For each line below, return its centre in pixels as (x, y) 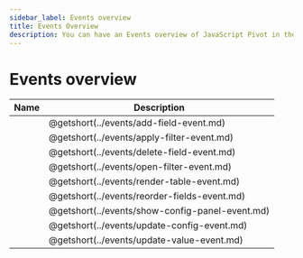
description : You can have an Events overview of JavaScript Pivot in (145, 34)
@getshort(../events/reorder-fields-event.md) (147, 197)
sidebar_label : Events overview (70, 18)
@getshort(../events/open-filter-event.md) (140, 167)
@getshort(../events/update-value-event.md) (146, 240)
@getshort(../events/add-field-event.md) (137, 123)
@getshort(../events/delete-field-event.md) (142, 152)
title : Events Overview (54, 26)
